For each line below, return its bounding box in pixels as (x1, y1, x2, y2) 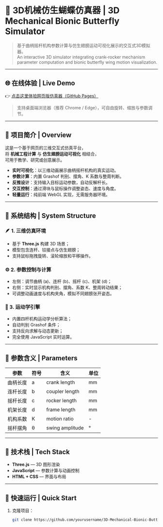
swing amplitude (46, 424, 84, 431)
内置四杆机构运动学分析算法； (12, 316, 72, 322)
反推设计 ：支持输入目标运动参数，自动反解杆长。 (12, 179, 110, 185)
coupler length (46, 388, 80, 394)
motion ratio (46, 415, 74, 422)
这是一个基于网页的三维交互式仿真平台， (5, 145, 86, 151)
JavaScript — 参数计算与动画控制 (12, 468, 80, 474)
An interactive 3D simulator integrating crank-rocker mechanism (16, 54, 146, 60)
